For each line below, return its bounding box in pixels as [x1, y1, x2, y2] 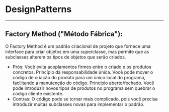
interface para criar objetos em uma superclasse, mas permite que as [5, 48, 149, 54]
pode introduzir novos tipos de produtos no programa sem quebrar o [12, 85, 155, 91]
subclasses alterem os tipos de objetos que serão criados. [5, 54, 126, 60]
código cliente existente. [12, 90, 64, 96]
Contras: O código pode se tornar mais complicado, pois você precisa [12, 96, 158, 102]
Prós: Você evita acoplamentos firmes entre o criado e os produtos [12, 64, 152, 70]
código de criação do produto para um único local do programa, [12, 74, 146, 80]
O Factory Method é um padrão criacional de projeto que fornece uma [5, 43, 151, 49]
